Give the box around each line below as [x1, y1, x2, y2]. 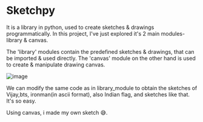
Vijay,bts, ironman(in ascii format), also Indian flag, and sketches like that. [6, 91, 190, 98]
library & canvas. [6, 36, 48, 43]
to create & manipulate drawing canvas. [6, 61, 105, 68]
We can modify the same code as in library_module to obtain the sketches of [6, 84, 198, 91]
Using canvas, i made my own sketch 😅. [6, 109, 108, 116]
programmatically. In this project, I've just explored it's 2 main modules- [6, 30, 185, 37]
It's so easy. [6, 97, 36, 104]
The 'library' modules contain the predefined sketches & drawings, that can [6, 48, 195, 55]
